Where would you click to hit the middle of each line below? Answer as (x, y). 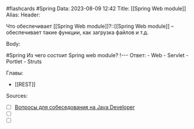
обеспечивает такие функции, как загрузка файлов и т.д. (77, 32)
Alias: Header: (23, 15)
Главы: (15, 73)
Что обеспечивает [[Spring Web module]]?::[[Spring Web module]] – (90, 26)
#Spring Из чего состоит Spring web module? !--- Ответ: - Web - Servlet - (97, 55)
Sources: (17, 96)
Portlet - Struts (24, 62)
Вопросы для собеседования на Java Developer (75, 107)
